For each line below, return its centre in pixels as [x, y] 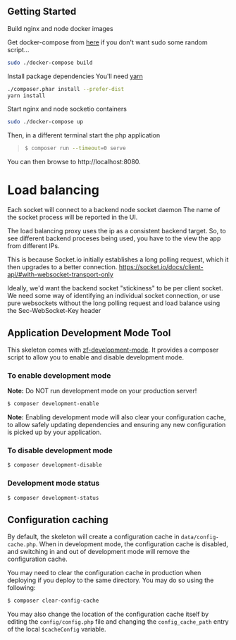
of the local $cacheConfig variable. [57, 629]
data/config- [200, 537]
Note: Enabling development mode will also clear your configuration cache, [117, 417]
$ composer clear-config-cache [53, 601]
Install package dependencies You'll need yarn [75, 76]
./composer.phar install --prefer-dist [66, 89]
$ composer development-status [53, 498]
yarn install [26, 96]
